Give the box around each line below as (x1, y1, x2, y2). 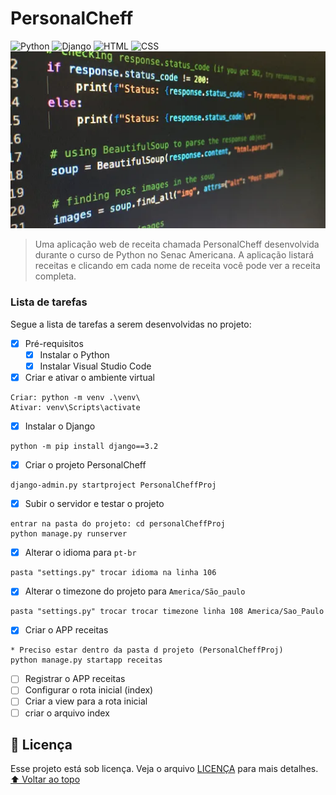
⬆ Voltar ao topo (10, 773, 81, 786)
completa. (34, 270, 77, 282)
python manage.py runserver (10, 529, 128, 539)
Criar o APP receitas (24, 624, 109, 636)
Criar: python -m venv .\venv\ (10, 392, 141, 402)
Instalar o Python (39, 348, 110, 361)
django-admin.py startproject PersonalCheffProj (10, 480, 217, 491)
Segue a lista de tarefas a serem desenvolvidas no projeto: (10, 318, 252, 330)
